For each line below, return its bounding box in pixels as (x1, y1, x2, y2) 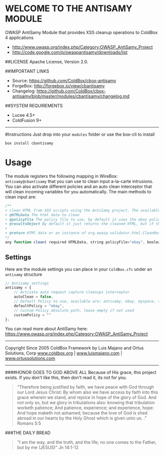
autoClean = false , (14, 294, 54, 299)
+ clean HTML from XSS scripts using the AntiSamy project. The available (5, 208, 161, 213)
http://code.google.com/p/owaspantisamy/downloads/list (12, 49, 128, 55)
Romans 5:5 (17, 420, 41, 426)
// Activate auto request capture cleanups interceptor (14, 290, 130, 295)
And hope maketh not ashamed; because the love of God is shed (17, 410, 148, 416)
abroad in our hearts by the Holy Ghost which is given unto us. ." (17, 415, 147, 421)
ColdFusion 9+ (12, 117, 42, 123)
